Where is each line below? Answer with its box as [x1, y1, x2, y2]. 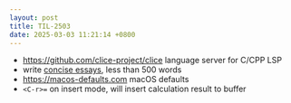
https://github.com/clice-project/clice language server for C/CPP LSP [22, 55, 283, 66]
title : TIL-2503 [9, 22, 71, 31]
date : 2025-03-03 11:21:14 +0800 [9, 30, 136, 39]
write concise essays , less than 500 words [22, 64, 182, 75]
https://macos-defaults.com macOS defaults [22, 74, 189, 85]
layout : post [9, 13, 59, 23]
